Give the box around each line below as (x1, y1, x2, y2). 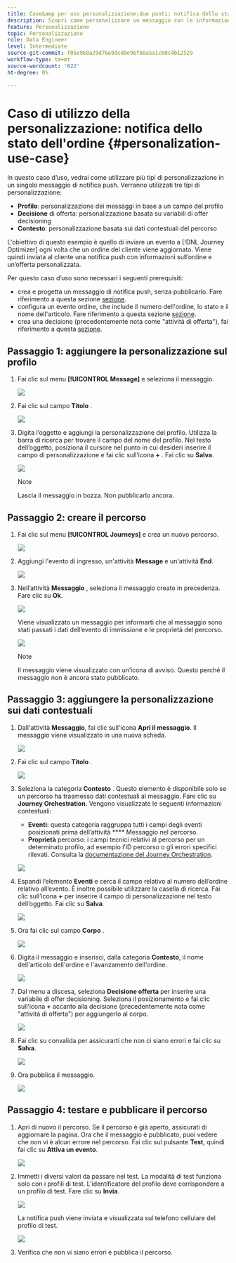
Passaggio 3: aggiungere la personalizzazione (7, 693, 214, 706)
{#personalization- (107, 135, 221, 151)
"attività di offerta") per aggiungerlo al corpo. (17, 1009, 149, 1018)
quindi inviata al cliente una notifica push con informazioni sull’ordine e (7, 253, 212, 261)
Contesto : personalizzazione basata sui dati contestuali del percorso (17, 224, 218, 233)
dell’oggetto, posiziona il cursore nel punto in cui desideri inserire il (17, 443, 211, 452)
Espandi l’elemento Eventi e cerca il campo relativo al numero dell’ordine (17, 877, 228, 885)
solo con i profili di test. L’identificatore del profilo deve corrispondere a (17, 1179, 225, 1188)
